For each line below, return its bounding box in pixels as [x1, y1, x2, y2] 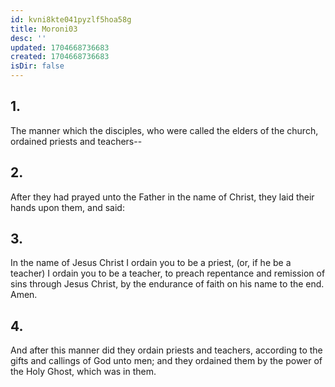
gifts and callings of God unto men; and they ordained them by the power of [10, 355, 323, 367]
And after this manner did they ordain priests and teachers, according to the [10, 344, 323, 356]
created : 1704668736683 [10, 52, 110, 62]
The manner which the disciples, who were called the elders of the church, [10, 124, 319, 136]
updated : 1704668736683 [10, 42, 110, 53]
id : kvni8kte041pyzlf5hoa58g [10, 14, 132, 25]
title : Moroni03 [10, 24, 78, 34]
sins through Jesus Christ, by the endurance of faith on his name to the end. [10, 278, 325, 290]
